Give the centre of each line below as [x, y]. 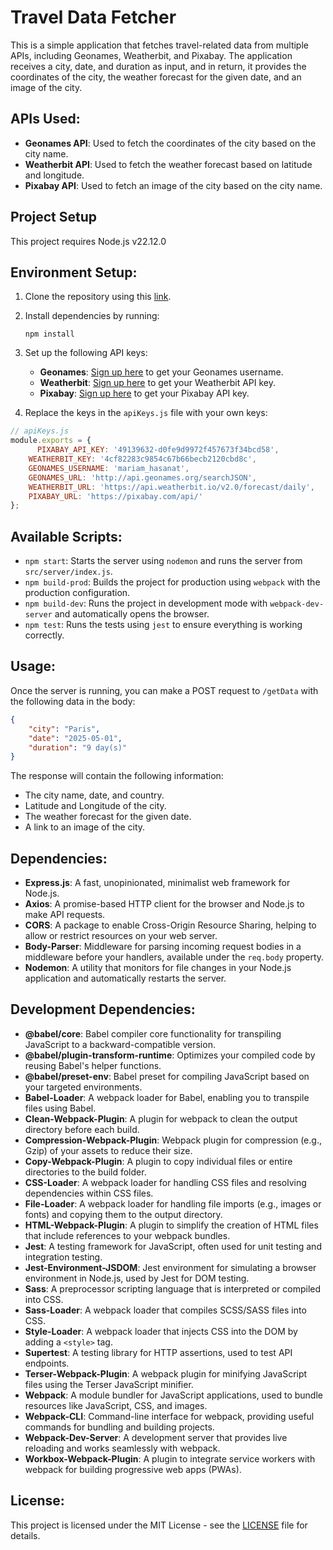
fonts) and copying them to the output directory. [123, 1214]
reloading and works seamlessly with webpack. [122, 1448]
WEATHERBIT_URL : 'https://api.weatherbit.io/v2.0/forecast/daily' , [171, 487]
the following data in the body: [73, 701]
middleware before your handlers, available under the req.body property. [174, 957]
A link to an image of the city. [85, 827]
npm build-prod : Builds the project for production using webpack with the [172, 582]
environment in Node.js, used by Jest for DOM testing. [137, 1278]
